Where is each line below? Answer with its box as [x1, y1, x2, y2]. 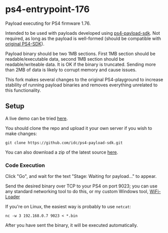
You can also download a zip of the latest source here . [5, 149, 119, 155]
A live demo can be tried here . [5, 115, 68, 121]
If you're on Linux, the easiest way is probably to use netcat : [5, 204, 131, 210]
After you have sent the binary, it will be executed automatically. [5, 222, 138, 228]
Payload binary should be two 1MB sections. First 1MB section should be [5, 51, 155, 57]
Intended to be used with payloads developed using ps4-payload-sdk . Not [5, 30, 160, 36]
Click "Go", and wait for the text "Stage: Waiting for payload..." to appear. [5, 173, 157, 179]
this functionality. [5, 87, 41, 93]
